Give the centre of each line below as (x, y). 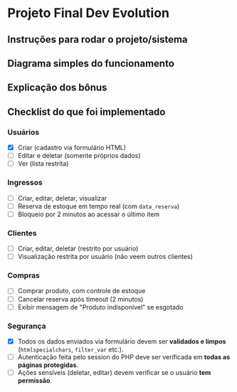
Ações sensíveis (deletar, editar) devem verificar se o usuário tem (114, 373)
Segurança (27, 326)
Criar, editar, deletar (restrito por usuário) (78, 249)
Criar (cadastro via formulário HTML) (72, 148)
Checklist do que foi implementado (86, 112)
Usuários (23, 132)
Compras (24, 275)
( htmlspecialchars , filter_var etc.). (70, 349)
